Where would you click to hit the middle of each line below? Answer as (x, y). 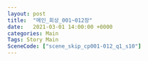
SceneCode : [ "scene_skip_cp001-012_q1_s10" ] (74, 46)
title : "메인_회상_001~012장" (50, 20)
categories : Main (33, 33)
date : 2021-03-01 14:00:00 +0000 (60, 27)
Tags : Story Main (33, 40)
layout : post (27, 14)
